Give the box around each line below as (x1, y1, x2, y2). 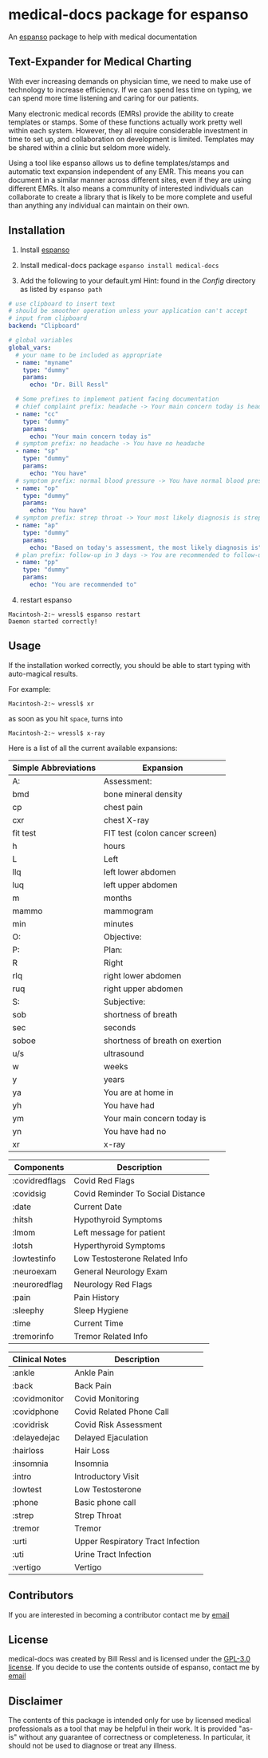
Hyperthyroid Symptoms (73, 1239, 166, 1250)
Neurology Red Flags (73, 1278, 153, 1290)
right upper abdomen (103, 983, 183, 994)
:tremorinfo (12, 1330, 54, 1341)
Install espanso (19, 245, 70, 255)
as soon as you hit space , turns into (8, 713, 124, 723)
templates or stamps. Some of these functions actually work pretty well (8, 117, 242, 127)
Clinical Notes (12, 1353, 67, 1365)
